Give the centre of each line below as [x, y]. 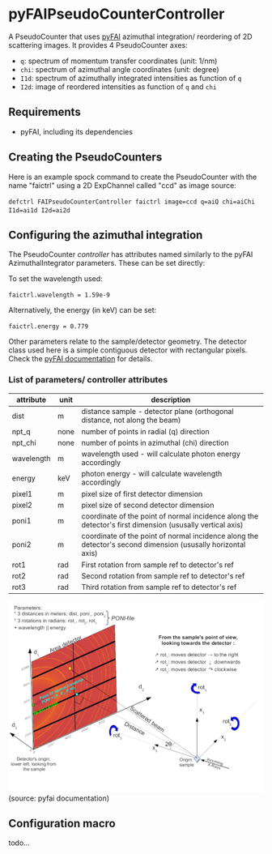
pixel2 [22, 505]
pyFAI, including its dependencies [76, 131]
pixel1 [22, 493]
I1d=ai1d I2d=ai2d [39, 210]
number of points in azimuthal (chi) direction [155, 442]
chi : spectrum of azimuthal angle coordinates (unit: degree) [120, 69]
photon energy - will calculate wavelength [152, 474]
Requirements [45, 112]
